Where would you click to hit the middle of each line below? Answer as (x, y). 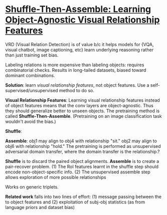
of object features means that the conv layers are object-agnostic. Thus (79, 105)
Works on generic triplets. (32, 187)
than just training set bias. (32, 55)
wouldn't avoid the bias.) (31, 121)
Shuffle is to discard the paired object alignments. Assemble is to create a (82, 161)
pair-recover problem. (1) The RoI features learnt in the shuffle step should (82, 166)
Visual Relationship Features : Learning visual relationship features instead (83, 100)
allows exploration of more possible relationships (56, 177)
